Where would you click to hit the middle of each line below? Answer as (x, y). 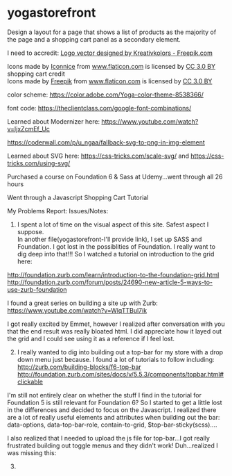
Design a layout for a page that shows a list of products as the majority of (112, 32)
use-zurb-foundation (37, 289)
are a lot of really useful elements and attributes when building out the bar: (114, 417)
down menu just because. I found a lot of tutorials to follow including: (116, 359)
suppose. (30, 231)
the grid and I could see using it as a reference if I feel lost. (91, 338)
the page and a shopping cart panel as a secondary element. (94, 39)
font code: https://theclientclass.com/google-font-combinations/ (99, 108)
